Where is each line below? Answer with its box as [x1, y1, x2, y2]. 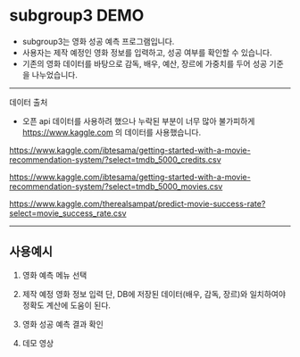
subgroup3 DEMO [9, 5, 145, 26]
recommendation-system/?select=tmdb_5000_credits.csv [9, 154, 221, 165]
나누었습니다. [31, 69, 78, 80]
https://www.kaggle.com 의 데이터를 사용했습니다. [21, 127, 202, 137]
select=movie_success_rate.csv [9, 207, 127, 219]
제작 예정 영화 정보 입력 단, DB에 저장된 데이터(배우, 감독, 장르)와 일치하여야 [21, 288, 287, 299]
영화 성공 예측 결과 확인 [21, 319, 104, 329]
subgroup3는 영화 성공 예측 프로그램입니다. [21, 36, 175, 46]
